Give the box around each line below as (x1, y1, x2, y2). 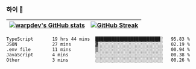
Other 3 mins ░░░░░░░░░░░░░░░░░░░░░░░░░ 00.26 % (6, 57, 190, 64)
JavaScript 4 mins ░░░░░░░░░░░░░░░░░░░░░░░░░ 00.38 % (6, 52, 190, 58)
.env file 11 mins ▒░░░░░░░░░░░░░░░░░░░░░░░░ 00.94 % (6, 47, 190, 53)
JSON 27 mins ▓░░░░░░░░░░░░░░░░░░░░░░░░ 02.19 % (6, 41, 190, 47)
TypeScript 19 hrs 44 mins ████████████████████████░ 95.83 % (6, 36, 190, 43)
